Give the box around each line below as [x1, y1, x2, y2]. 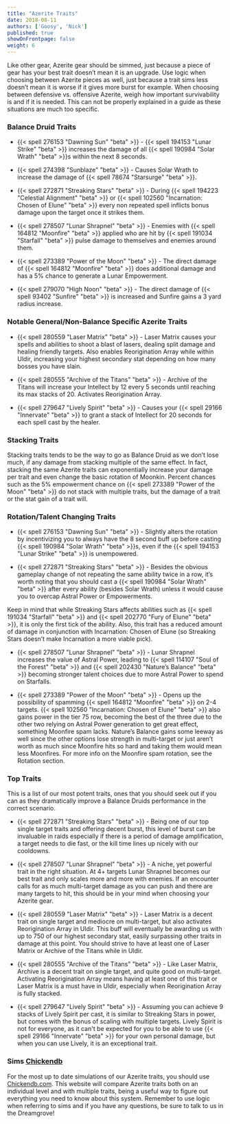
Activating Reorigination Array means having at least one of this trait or [16, 974, 218, 983]
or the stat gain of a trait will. [7, 494, 88, 503]
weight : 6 [7, 42, 36, 49]
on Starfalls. [16, 677, 51, 686]
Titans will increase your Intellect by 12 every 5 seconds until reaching [16, 382, 216, 391]
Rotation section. [16, 757, 65, 765]
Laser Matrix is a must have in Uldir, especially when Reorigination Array [16, 982, 222, 990]
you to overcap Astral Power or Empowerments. [16, 592, 153, 600]
